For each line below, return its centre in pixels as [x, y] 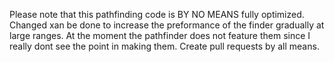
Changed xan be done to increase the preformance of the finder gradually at [167, 25]
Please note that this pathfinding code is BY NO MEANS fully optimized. [157, 14]
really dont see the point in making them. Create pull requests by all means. [164, 46]
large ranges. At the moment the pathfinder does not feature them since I [160, 35]
